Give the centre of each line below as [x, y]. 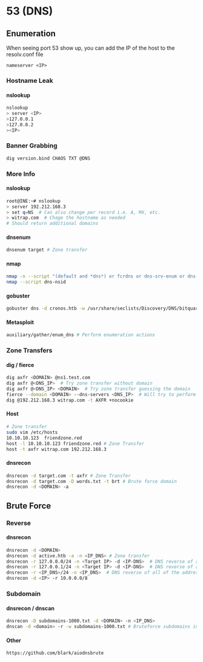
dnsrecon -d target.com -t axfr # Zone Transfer [69, 476]
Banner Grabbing [32, 146]
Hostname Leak [30, 80]
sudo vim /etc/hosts [32, 432]
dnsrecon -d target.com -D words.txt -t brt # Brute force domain [92, 481]
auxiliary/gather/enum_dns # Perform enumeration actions [81, 335]
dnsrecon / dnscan [31, 608]
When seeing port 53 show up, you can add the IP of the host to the [91, 48]
